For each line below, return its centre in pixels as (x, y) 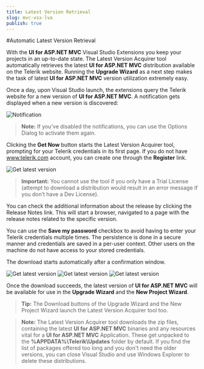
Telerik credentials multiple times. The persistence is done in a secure (93, 237)
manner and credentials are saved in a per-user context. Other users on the (101, 244)
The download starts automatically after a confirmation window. (86, 262)
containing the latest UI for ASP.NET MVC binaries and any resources (108, 329)
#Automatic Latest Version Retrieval (51, 41)
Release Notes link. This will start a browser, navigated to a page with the (98, 213)
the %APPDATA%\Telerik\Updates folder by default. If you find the (106, 342)
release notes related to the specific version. (62, 219)
